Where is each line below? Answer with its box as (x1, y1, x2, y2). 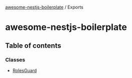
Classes (5, 56, 26, 63)
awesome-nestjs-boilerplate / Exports (5, 4, 84, 10)
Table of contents (5, 41, 61, 50)
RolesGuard (12, 67, 37, 74)
